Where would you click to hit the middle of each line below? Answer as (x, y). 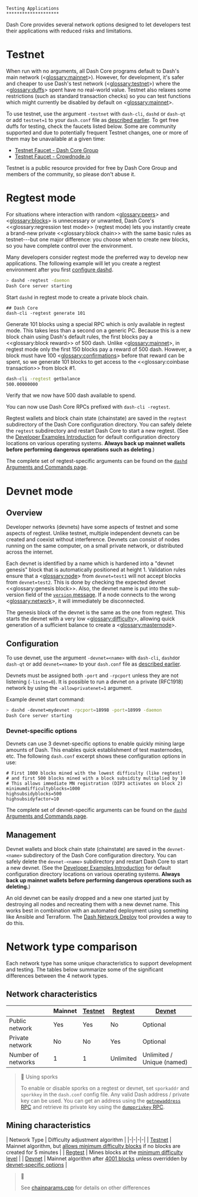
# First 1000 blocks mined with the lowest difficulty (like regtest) (95, 773)
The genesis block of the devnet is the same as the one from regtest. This (96, 613)
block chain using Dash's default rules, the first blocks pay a (80, 337)
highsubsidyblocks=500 (34, 794)
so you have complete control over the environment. (70, 245)
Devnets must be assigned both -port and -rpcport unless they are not (92, 676)
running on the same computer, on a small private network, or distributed (95, 546)
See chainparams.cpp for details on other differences (85, 1188)
